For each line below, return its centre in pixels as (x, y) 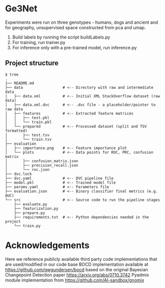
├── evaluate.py (31, 204)
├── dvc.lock (19, 174)
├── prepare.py (30, 213)
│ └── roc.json (27, 169)
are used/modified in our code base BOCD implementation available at (77, 264)
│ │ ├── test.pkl (27, 118)
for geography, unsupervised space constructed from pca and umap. (76, 27)
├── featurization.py (36, 208)
